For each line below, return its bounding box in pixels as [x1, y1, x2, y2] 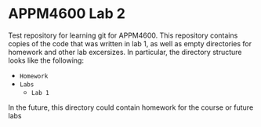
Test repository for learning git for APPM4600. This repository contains [8, 31, 238, 40]
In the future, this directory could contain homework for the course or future [8, 103, 254, 112]
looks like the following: [8, 56, 85, 65]
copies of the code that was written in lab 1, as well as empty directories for [8, 38, 252, 48]
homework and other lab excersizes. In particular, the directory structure [8, 47, 242, 56]
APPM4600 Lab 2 [8, 5, 125, 23]
